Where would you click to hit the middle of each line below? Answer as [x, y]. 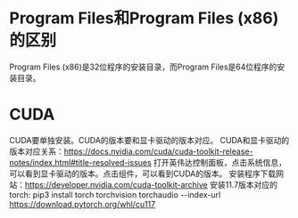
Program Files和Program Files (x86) [144, 18]
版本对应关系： [37, 151]
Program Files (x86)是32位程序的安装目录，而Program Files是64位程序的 [143, 67]
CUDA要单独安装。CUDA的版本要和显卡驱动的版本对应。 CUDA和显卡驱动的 [149, 140]
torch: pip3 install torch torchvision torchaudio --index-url [115, 194]
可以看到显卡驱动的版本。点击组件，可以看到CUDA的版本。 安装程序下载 [143, 174]
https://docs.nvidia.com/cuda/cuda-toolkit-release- [158, 151]
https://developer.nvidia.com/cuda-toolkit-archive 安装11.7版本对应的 [152, 184]
